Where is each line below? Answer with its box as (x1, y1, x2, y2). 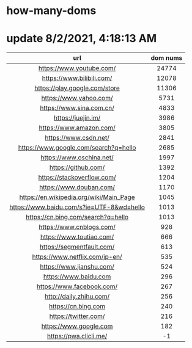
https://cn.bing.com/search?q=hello (25, 213, 129, 222)
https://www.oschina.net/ (40, 153, 114, 162)
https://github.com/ (49, 163, 105, 172)
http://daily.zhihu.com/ (45, 292, 110, 301)
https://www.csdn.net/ (45, 134, 110, 142)
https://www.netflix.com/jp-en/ (32, 253, 122, 261)
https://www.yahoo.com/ (41, 94, 113, 103)
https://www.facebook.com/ (36, 282, 118, 291)
